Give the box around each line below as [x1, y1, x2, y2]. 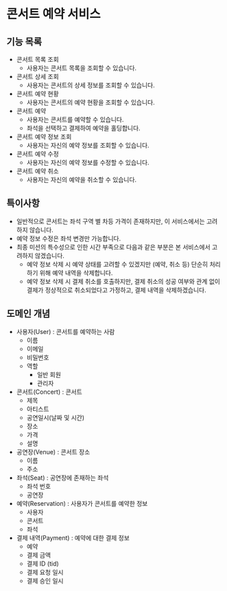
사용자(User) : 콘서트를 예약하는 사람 [16, 327, 115, 335]
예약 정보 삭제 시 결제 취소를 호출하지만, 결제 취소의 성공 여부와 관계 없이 [26, 277, 221, 285]
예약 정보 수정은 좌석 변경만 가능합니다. [16, 234, 121, 243]
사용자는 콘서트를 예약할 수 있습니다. [26, 115, 124, 124]
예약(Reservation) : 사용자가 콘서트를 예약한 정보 [16, 499, 148, 507]
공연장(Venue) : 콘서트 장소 [16, 447, 91, 456]
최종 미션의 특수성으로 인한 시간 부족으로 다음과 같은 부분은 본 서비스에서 [16, 243, 211, 251]
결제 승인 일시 [26, 577, 64, 585]
